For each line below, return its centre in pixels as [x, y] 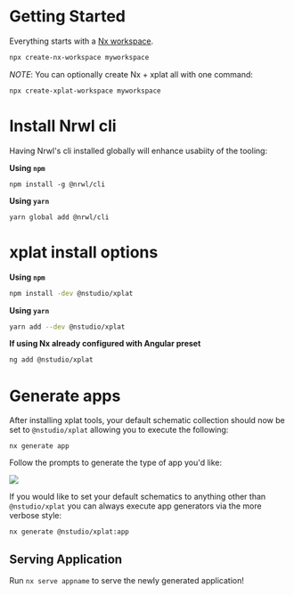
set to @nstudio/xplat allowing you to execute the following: [119, 430]
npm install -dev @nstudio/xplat [71, 293]
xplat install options [84, 252]
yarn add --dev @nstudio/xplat [67, 327]
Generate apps [65, 396]
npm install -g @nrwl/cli [57, 184]
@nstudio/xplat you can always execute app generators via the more [135, 506]
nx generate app [39, 446]
